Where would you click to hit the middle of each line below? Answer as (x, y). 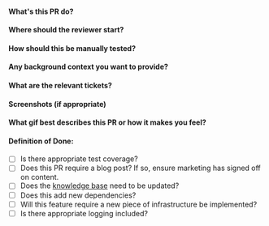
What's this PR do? (41, 11)
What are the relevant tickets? (60, 85)
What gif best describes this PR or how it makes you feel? (108, 122)
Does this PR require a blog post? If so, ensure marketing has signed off (141, 168)
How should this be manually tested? (72, 48)
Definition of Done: (41, 141)
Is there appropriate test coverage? (79, 159)
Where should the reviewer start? (66, 30)
